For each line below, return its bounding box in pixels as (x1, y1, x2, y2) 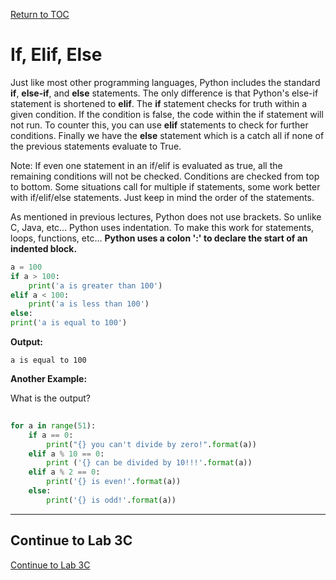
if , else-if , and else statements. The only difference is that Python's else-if (10, 87, 319, 99)
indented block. (10, 242, 78, 254)
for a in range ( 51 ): (10, 420, 97, 431)
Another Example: (10, 373, 88, 385)
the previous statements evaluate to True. (10, 140, 182, 152)
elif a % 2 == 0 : (28, 467, 101, 478)
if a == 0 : (28, 430, 74, 440)
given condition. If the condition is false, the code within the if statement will (10, 108, 324, 120)
